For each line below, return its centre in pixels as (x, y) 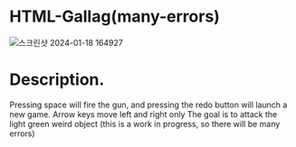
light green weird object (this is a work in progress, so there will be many (145, 124)
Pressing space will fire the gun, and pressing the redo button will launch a (148, 105)
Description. (57, 80)
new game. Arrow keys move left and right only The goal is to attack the (143, 114)
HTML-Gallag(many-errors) (115, 17)
